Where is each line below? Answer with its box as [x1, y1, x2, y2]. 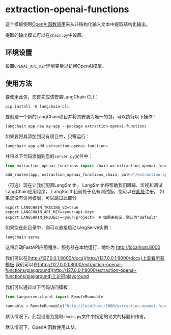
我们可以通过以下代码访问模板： [5, 284, 72, 290]
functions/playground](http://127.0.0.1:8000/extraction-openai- [5, 267, 137, 273]
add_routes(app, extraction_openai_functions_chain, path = [5, 172, 133, 177]
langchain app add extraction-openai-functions [5, 143, 108, 148]
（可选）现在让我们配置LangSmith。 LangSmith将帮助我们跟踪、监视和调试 [5, 182, 163, 188]
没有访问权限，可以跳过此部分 [14, 195, 77, 201]
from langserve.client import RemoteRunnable [5, 294, 103, 299]
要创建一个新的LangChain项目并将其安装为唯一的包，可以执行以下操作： [5, 113, 157, 119]
